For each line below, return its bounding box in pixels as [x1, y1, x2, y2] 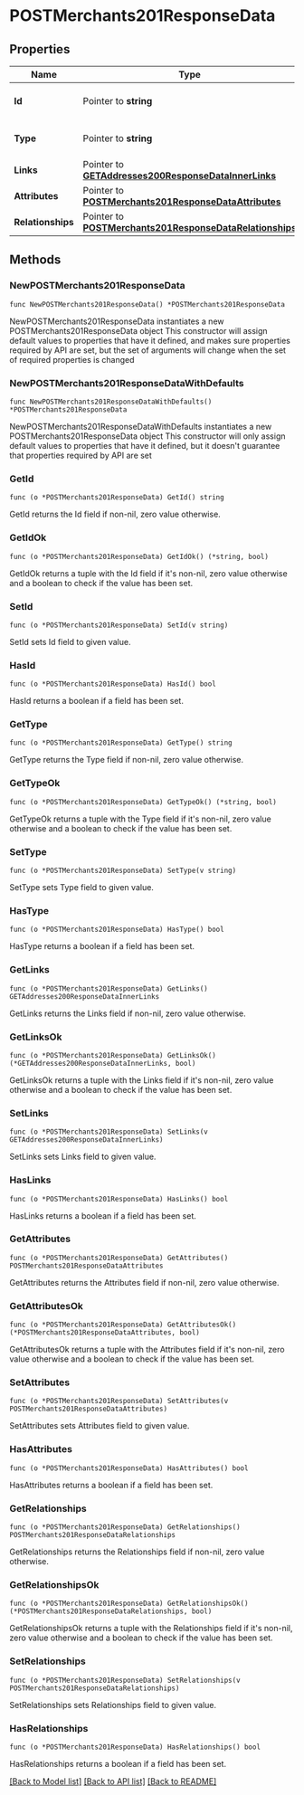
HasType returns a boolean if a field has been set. [9, 941, 195, 952]
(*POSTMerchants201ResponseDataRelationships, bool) [9, 1607, 213, 1616]
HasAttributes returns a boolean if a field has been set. [9, 1479, 214, 1490]
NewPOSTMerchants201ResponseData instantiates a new [9, 316, 224, 327]
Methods [9, 252, 62, 268]
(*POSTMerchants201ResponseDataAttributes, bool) [9, 1328, 201, 1337]
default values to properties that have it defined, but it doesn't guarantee [9, 440, 280, 451]
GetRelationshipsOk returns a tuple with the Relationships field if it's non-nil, [9, 1623, 293, 1634]
